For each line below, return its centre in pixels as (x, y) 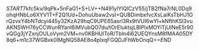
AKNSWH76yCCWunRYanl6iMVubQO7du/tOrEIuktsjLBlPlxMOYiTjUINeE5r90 (100, 27)
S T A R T (15, 9)
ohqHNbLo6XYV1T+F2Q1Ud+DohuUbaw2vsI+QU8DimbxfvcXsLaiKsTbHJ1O (99, 15)
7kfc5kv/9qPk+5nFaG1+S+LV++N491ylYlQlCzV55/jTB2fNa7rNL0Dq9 (108, 9)
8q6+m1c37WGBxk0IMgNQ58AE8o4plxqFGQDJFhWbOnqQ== (83, 40)
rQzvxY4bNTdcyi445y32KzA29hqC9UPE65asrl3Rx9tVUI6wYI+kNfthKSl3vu (99, 21)
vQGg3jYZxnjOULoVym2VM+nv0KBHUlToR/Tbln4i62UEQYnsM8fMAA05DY (99, 34)
